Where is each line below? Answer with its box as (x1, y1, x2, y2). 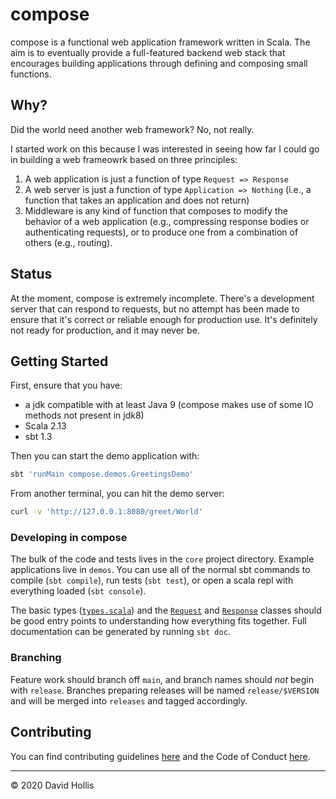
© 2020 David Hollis (10, 779, 95, 791)
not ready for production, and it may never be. (10, 324, 200, 336)
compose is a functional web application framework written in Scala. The (10, 36, 311, 48)
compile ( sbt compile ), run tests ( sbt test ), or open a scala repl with (10, 574, 294, 587)
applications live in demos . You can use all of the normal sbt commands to (10, 564, 311, 576)
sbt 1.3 (24, 431, 53, 443)
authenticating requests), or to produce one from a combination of (24, 226, 299, 238)
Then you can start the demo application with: (10, 450, 200, 462)
